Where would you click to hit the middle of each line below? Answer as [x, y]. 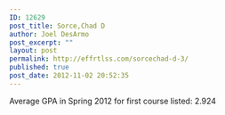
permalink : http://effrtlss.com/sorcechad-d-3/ [99, 59]
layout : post [33, 51]
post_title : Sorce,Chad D [57, 26]
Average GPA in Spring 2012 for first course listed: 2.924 [112, 101]
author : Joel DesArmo [49, 34]
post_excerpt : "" [41, 42]
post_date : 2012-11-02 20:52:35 [69, 76]
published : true [39, 68]
